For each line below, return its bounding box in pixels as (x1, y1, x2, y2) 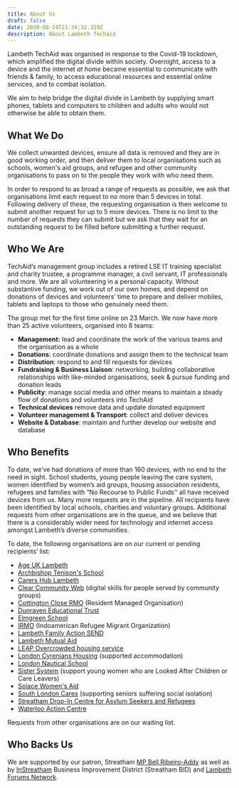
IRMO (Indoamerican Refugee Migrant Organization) (17, 621, 171, 629)
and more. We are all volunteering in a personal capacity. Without (7, 277, 199, 285)
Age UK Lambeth (17, 560, 68, 569)
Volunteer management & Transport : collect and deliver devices (17, 410, 208, 419)
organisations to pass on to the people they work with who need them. (7, 171, 214, 180)
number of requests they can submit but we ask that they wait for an (7, 215, 208, 224)
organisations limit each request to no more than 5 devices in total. (7, 193, 203, 201)
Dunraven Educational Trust (17, 606, 100, 614)
